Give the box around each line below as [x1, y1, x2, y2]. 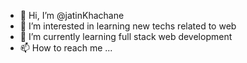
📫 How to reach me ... [19, 42, 113, 54]
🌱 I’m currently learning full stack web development [19, 31, 233, 42]
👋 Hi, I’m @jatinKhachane [19, 10, 125, 21]
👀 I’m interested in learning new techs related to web [19, 20, 237, 32]
